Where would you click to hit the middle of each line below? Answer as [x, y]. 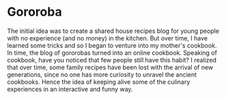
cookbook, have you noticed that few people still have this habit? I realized [112, 60]
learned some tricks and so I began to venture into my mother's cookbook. [112, 45]
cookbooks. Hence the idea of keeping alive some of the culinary [99, 82]
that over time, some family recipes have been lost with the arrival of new [110, 67]
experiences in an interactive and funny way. [70, 89]
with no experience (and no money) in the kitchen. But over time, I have [108, 38]
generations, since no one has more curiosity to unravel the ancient [102, 74]
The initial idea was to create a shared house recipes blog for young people [113, 31]
